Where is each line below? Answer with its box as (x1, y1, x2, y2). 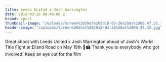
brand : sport (5, 16, 32, 21)
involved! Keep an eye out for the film (5, 51, 82, 57)
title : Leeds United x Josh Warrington (5, 7, 87, 12)
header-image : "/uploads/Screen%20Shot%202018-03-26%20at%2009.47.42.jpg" (5, 25, 163, 30)
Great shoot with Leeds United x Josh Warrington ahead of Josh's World (5, 39, 153, 44)
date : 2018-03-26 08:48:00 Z (5, 12, 65, 17)
